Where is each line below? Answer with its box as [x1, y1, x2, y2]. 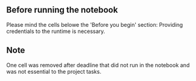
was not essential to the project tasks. [6, 68, 102, 75]
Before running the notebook [6, 5, 118, 15]
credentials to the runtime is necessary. [6, 27, 105, 35]
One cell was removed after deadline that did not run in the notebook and [6, 61, 190, 69]
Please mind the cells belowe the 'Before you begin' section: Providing [6, 21, 183, 28]
